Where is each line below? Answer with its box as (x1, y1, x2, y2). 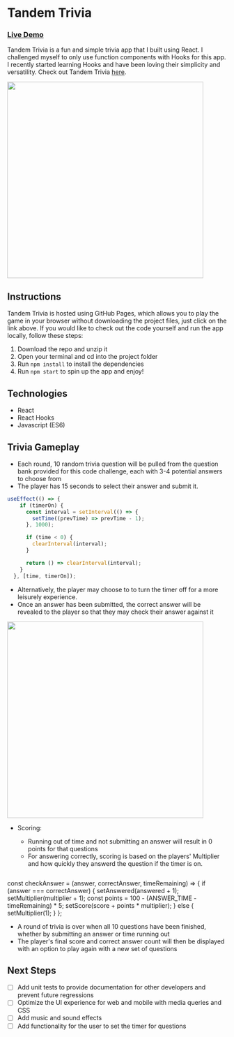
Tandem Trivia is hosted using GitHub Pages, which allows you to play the (7, 309, 219, 318)
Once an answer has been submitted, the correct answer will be (17, 600, 201, 608)
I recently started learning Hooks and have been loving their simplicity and (7, 61, 221, 69)
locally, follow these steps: (7, 332, 84, 340)
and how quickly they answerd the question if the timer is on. (27, 859, 203, 867)
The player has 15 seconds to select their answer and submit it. (17, 482, 198, 490)
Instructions (7, 290, 61, 302)
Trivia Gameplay (7, 441, 80, 453)
